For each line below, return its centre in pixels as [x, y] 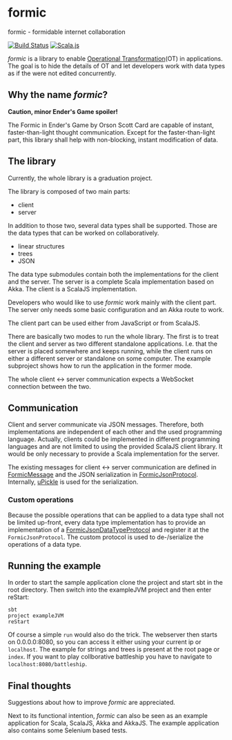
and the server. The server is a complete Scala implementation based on [111, 282]
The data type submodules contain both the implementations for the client [113, 274]
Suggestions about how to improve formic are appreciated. [91, 703]
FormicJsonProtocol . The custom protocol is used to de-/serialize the [106, 537]
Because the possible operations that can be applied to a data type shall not [116, 515]
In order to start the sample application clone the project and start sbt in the [115, 583]
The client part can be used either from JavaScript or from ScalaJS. [104, 323]
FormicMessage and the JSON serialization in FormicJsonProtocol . [103, 475]
